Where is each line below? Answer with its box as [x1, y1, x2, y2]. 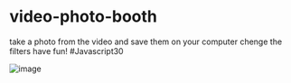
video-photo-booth [9, 6, 158, 27]
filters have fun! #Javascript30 [9, 45, 124, 56]
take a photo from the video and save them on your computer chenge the [9, 36, 283, 47]
